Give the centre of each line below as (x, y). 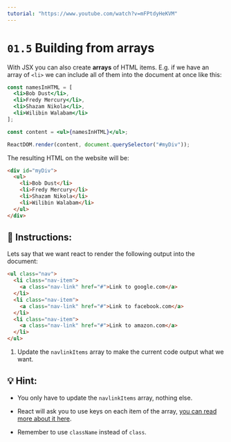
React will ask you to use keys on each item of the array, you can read (117, 411)
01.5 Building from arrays (81, 48)
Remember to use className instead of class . (82, 432)
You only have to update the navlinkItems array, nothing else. (105, 398)
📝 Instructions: (40, 237)
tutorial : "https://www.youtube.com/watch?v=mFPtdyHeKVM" (92, 14)
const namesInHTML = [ (40, 87)
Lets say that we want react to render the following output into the (101, 254)
